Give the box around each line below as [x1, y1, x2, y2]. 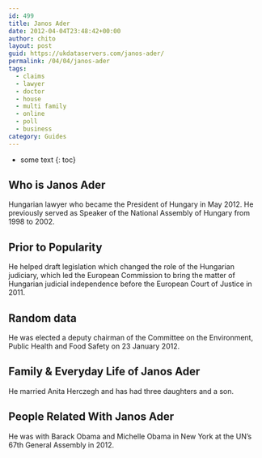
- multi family [15, 102, 67, 110]
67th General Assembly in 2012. [8, 439, 115, 450]
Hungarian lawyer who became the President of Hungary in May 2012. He [8, 199, 254, 209]
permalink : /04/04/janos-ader [8, 58, 111, 66]
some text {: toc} [19, 155, 77, 165]
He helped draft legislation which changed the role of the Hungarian [8, 262, 235, 272]
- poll [15, 118, 38, 126]
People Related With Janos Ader [8, 410, 175, 424]
